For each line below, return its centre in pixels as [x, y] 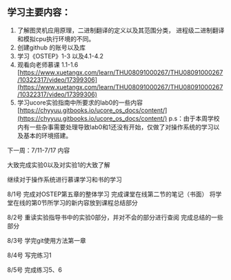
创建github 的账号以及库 [51, 47]
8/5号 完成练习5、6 [34, 270]
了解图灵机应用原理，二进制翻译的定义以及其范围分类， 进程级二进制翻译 [121, 30]
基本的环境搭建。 [48, 136]
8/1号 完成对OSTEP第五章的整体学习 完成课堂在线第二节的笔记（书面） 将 [111, 194]
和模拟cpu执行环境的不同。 [56, 39]
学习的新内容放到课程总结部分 [95, 202]
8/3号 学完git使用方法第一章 [47, 240]
